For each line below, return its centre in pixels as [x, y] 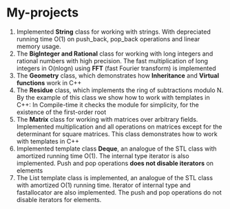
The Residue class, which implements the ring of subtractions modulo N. [120, 90]
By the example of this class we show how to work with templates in [113, 97]
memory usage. [39, 46]
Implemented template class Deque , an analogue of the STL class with [117, 148]
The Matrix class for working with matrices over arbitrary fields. [107, 119]
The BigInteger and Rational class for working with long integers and [115, 54]
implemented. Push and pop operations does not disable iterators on [115, 163]
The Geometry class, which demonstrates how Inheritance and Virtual [118, 75]
